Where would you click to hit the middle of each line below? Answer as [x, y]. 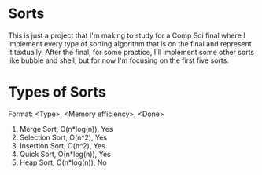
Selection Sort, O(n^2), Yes [63, 137]
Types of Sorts [57, 92]
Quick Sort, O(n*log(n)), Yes [65, 154]
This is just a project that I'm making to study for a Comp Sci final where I [127, 35]
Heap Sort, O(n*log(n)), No [63, 162]
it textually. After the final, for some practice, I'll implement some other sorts [131, 52]
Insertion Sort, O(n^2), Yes [63, 145]
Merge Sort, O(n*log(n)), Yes [66, 129]
